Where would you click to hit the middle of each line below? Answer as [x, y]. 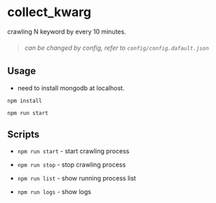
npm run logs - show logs [54, 192]
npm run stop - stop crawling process [72, 164]
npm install [25, 101]
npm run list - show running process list [77, 178]
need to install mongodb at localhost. [71, 87]
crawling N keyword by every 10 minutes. [67, 31]
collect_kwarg [49, 12]
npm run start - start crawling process [73, 151]
